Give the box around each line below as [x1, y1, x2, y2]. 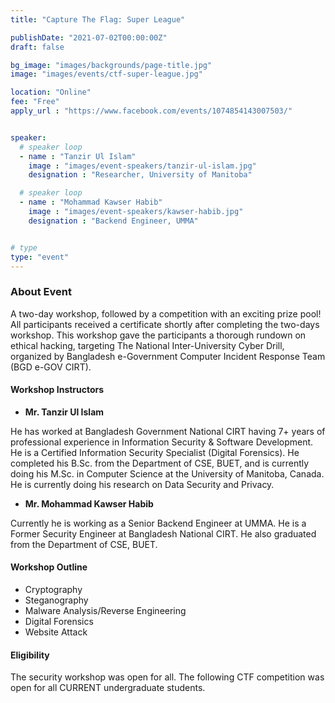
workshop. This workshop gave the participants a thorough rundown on [10, 329, 307, 341]
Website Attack [24, 626, 88, 638]
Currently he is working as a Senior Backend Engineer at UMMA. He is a [10, 517, 307, 529]
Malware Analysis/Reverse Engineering [24, 605, 187, 617]
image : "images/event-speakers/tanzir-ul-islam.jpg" [28, 161, 257, 171]
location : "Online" [10, 87, 92, 98]
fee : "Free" [10, 97, 60, 107]
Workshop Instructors [10, 384, 105, 396]
